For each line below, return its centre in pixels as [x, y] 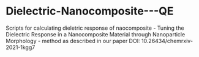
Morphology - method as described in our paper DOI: [73, 41]
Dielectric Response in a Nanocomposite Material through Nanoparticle [96, 34]
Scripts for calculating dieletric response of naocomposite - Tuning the [95, 28]
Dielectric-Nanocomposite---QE [90, 11]
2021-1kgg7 [21, 47]
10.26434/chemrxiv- [167, 41]
